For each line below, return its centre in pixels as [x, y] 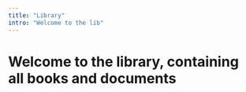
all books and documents [92, 78]
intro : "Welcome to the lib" [56, 23]
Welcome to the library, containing [123, 62]
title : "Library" [37, 15]
